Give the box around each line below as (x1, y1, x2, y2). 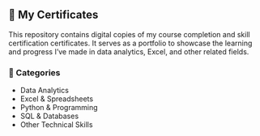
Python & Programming (19, 103, 99, 113)
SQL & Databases (19, 111, 79, 121)
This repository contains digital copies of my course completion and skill (8, 29, 250, 39)
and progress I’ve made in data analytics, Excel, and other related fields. (8, 46, 249, 57)
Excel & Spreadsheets (19, 94, 94, 104)
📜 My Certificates (8, 8, 99, 22)
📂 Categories (8, 66, 61, 78)
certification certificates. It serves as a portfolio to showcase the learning (8, 38, 253, 48)
